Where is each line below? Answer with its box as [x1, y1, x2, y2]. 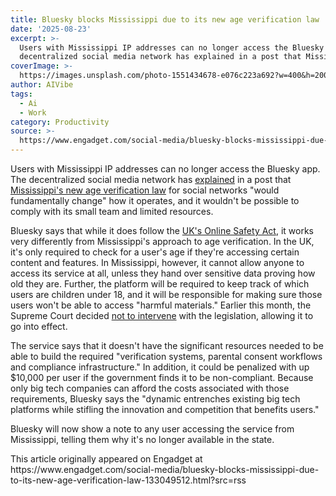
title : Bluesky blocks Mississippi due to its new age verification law [10, 14, 320, 25]
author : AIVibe [10, 80, 74, 90]
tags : [10, 89, 33, 99]
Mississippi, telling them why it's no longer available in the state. [10, 434, 275, 445]
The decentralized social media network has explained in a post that [10, 174, 292, 185]
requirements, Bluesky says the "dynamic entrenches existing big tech [10, 393, 301, 405]
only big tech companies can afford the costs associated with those [10, 382, 290, 394]
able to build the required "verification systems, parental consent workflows [10, 351, 323, 362]
